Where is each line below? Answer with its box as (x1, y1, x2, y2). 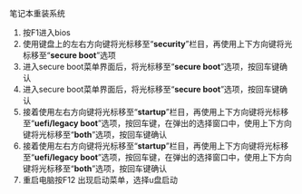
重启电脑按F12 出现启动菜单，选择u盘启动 (22, 175, 179, 185)
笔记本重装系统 (9, 8, 65, 18)
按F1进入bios (22, 27, 71, 38)
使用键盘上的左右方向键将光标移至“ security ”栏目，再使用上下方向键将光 (22, 39, 293, 49)
